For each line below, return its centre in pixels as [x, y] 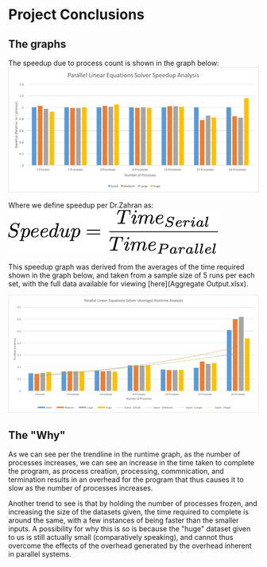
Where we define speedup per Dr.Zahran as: [81, 205]
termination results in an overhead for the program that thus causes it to [126, 480]
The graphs [37, 44]
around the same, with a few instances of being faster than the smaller [124, 520]
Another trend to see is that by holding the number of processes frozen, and [133, 503]
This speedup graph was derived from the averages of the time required [126, 266]
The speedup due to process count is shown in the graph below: [114, 63]
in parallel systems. [40, 554]
